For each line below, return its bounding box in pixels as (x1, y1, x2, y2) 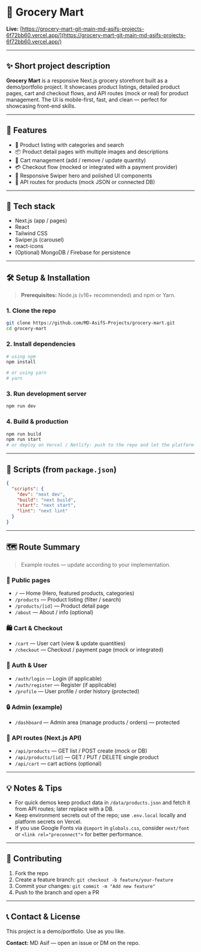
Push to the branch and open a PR (14, 888, 100, 896)
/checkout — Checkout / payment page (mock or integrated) (14, 646, 164, 654)
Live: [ (6, 25, 22, 32)
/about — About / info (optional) (14, 609, 94, 616)
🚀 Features (6, 125, 47, 135)
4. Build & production (6, 418, 69, 426)
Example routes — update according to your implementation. (20, 561, 171, 568)
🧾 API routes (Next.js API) (6, 733, 82, 742)
